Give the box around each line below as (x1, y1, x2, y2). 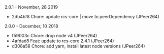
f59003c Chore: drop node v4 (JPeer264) (11, 33, 97, 38)
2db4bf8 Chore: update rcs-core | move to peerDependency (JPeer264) (11, 14, 160, 19)
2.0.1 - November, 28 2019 (4, 4, 58, 10)
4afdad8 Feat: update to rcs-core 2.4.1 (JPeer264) (11, 38, 114, 44)
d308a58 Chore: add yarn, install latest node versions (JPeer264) (11, 43, 145, 49)
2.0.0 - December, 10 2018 (4, 23, 59, 29)
